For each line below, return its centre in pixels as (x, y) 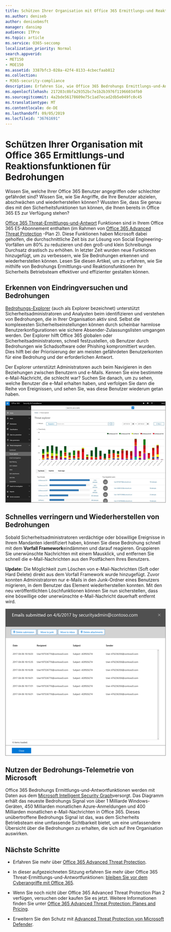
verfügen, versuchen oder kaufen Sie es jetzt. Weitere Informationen (84, 898)
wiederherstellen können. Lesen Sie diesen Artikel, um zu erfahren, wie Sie (84, 261)
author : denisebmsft (27, 21)
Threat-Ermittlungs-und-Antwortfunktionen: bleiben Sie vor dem (80, 877)
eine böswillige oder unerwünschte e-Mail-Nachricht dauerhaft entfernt (80, 596)
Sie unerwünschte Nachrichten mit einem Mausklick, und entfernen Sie (80, 553)
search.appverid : (24, 54)
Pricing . (21, 909)
